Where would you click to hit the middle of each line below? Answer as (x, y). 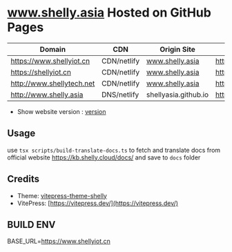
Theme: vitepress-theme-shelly (62, 195)
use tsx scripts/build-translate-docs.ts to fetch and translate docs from (114, 150)
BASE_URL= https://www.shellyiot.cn (59, 241)
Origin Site (177, 49)
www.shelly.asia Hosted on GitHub (109, 13)
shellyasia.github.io (177, 95)
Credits (23, 179)
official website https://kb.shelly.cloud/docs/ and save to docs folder (104, 157)
